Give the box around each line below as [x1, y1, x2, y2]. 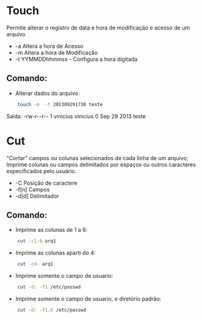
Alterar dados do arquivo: [15, 90, 80, 97]
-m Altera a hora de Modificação [15, 48, 98, 56]
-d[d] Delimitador [15, 192, 60, 199]
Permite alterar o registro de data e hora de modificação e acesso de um [6, 24, 190, 31]
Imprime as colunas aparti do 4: [15, 249, 96, 256]
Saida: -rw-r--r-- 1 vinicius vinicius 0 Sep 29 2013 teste [6, 112, 146, 120]
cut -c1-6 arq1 [17, 238, 56, 244]
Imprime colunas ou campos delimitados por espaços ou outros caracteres [6, 161, 196, 168]
